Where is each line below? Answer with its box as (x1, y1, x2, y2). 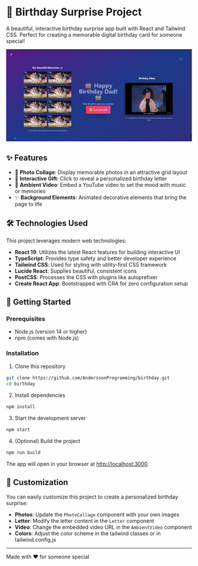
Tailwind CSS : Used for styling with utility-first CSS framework (14, 261, 167, 268)
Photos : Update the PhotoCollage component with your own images (14, 511, 180, 518)
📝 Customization (6, 477, 68, 487)
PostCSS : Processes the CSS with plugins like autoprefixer (14, 273, 158, 280)
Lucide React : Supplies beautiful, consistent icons (14, 267, 137, 274)
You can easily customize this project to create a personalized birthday (6, 493, 179, 500)
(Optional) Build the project (14, 438, 81, 445)
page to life (14, 200, 42, 208)
